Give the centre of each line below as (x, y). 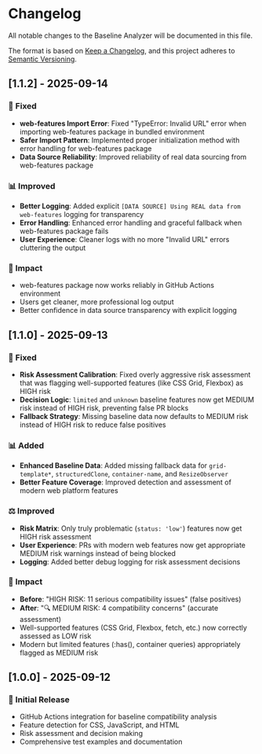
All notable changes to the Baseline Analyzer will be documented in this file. (131, 35)
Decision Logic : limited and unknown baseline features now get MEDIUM (137, 399)
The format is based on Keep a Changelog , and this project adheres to (122, 50)
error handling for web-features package (86, 148)
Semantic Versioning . (42, 59)
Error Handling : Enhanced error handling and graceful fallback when (131, 223)
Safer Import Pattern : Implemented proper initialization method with (129, 140)
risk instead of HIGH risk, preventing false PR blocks (104, 408)
